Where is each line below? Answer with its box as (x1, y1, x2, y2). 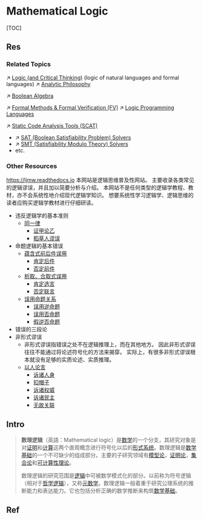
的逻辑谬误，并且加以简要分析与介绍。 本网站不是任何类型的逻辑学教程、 (6, 184, 188, 191)
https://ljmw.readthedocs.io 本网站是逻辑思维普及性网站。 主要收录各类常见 (6, 176, 195, 183)
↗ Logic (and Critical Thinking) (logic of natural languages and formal (6, 74, 179, 81)
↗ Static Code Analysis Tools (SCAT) (6, 122, 98, 129)
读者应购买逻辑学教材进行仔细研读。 (6, 199, 97, 206)
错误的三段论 (15, 326, 47, 333)
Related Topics (6, 60, 52, 69)
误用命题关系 (24, 295, 56, 303)
